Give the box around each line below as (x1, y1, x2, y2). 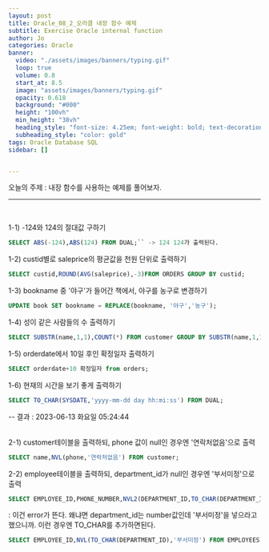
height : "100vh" (15, 109, 70, 117)
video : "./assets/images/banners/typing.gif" (15, 57, 171, 65)
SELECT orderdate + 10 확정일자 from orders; (8, 365, 150, 373)
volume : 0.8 (15, 71, 56, 79)
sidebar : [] (8, 146, 48, 154)
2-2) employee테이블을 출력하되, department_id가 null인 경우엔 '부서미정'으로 (8, 469, 255, 478)
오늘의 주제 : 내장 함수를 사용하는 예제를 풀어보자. (8, 183, 163, 192)
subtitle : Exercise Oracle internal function (8, 26, 163, 34)
